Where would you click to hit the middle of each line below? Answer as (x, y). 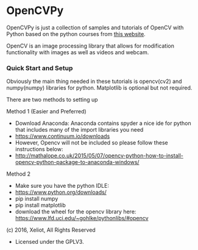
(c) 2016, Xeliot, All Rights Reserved (51, 230)
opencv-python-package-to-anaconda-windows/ (77, 162)
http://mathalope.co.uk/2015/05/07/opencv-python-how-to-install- (99, 155)
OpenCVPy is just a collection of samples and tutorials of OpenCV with (95, 27)
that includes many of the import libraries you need (79, 130)
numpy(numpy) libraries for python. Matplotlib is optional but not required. (99, 88)
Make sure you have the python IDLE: (62, 186)
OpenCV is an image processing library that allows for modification (90, 46)
